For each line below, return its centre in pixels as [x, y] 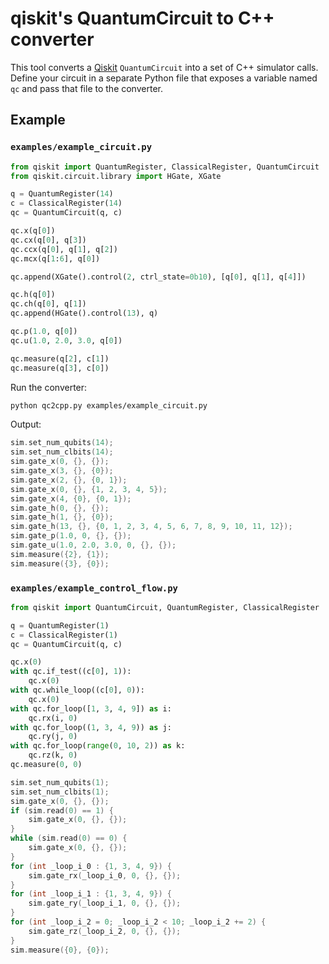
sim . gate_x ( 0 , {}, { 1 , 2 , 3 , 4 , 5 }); [89, 489]
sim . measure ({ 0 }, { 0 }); [60, 950]
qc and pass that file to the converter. [86, 88]
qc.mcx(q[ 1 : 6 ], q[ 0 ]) [55, 258]
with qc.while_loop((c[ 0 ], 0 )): [77, 690]
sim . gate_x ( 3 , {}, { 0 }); [62, 471]
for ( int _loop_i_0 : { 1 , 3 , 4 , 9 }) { [91, 866]
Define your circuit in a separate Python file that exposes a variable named [164, 78]
